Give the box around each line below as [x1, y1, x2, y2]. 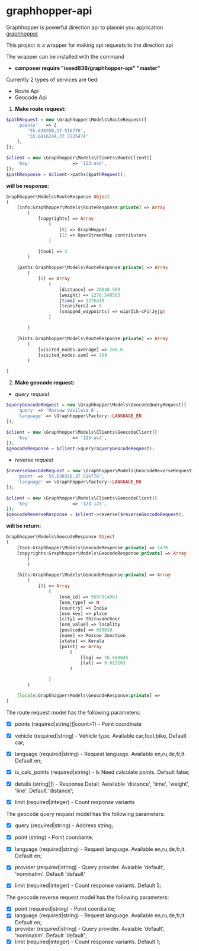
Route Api [14, 87, 39, 94]
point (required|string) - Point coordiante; [14, 905, 116, 912]
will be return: [6, 523, 41, 530]
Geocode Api [14, 94, 47, 101]
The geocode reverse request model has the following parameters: [6, 894, 169, 901]
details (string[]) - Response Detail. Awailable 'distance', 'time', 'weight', [14, 780, 190, 787]
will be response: [6, 182, 49, 189]
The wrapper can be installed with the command [6, 53, 124, 60]
